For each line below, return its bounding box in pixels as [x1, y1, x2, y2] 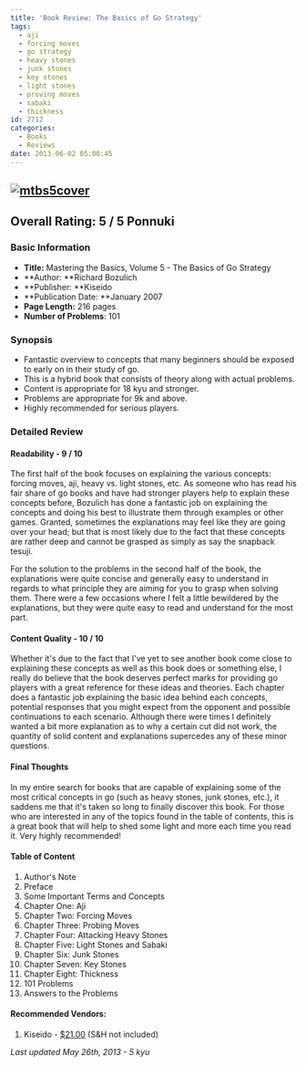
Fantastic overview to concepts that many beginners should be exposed [23, 354, 295, 365]
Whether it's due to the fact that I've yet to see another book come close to [10, 653, 292, 664]
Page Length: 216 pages [23, 300, 117, 311]
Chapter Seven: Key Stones [23, 958, 127, 969]
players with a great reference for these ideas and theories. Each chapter [10, 682, 285, 694]
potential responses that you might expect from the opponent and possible [10, 702, 291, 713]
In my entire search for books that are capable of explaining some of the [10, 781, 281, 792]
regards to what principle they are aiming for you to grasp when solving [10, 583, 279, 594]
